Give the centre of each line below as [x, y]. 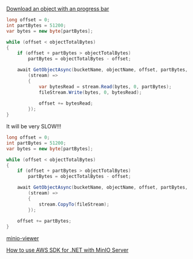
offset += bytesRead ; [66, 103]
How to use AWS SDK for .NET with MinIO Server [67, 250]
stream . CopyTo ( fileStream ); [74, 204]
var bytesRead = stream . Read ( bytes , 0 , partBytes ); [105, 87]
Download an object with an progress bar [58, 9]
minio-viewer [23, 238]
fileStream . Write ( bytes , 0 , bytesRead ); [90, 92]
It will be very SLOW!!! [34, 126]
